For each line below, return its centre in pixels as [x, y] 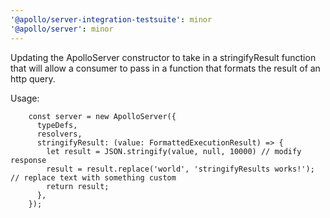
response [28, 160]
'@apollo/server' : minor [62, 29]
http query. [33, 78]
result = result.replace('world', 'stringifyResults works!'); [180, 169]
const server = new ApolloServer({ [102, 116]
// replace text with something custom [93, 177]
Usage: [25, 98]
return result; [78, 186]
